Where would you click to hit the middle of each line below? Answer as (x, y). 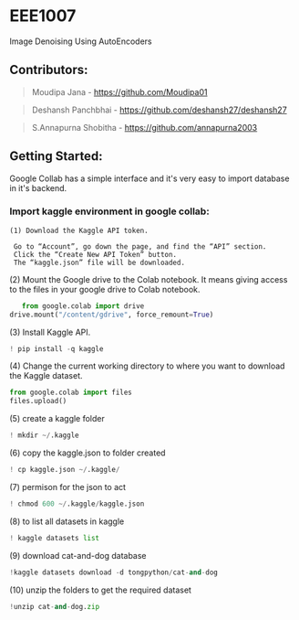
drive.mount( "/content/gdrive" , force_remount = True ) (112, 315)
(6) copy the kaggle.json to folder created (88, 453)
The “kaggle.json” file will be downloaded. (99, 262)
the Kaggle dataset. (46, 376)
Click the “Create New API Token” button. (95, 254)
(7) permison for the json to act (67, 486)
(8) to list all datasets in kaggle (67, 521)
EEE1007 (43, 16)
